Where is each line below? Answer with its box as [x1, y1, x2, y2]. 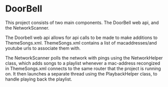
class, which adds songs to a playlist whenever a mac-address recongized [5, 60, 160, 66]
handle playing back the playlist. [5, 76, 72, 82]
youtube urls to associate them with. [5, 45, 81, 51]
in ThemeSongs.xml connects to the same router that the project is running [5, 65, 161, 71]
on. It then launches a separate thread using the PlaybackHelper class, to [5, 70, 157, 76]
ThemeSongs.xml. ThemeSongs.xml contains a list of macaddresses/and [5, 39, 157, 45]
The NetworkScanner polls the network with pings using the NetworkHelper [5, 54, 163, 60]
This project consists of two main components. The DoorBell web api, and [5, 19, 159, 25]
